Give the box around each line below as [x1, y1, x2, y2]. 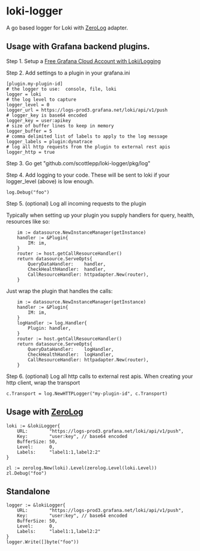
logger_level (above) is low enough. [6, 177, 94, 184]
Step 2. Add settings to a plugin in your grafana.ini [6, 69, 130, 76]
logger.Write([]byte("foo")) [6, 539, 79, 545]
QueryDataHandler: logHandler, [28, 346, 114, 352]
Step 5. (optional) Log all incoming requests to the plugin [6, 199, 147, 207]
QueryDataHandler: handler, [28, 261, 106, 267]
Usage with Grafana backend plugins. [6, 41, 150, 52]
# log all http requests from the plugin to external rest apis [6, 144, 171, 150]
